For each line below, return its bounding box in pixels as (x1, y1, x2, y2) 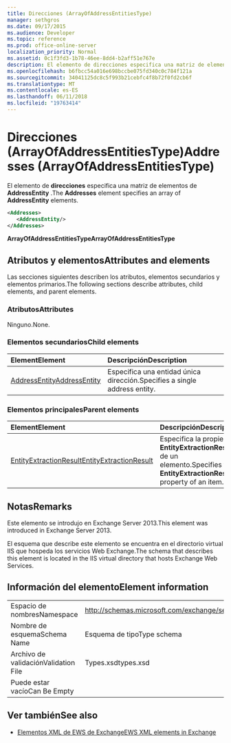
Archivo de (10, 649, 46, 658)
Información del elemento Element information (7, 581, 209, 593)
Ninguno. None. (7, 320, 50, 328)
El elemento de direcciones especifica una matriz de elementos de (7, 181, 197, 189)
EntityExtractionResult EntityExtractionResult (10, 456, 153, 465)
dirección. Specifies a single (107, 375, 197, 385)
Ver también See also (7, 710, 98, 722)
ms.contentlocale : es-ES (7, 87, 78, 94)
